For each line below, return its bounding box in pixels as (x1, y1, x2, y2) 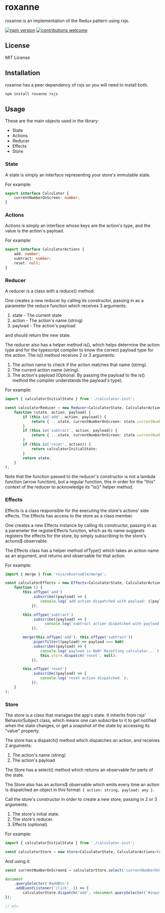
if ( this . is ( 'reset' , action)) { (23, 442, 91, 447)
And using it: (5, 858, 31, 864)
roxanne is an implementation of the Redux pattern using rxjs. (5, 18, 130, 24)
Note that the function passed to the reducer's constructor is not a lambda (5, 474, 156, 480)
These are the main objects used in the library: (5, 118, 99, 124)
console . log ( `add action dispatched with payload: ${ (40, 599, 153, 603)
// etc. (5, 904, 21, 909)
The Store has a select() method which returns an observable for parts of (5, 767, 153, 772)
